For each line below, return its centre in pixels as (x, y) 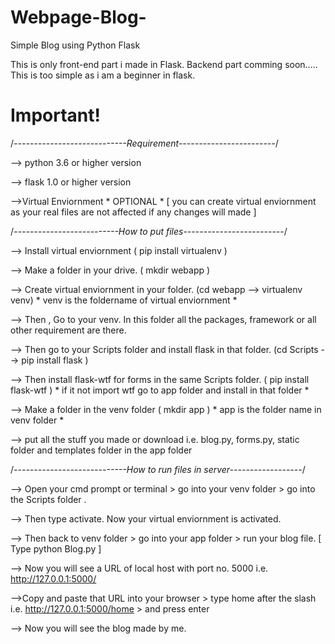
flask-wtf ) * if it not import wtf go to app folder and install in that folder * (160, 390)
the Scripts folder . (48, 499)
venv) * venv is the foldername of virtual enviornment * (124, 300)
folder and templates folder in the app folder (101, 450)
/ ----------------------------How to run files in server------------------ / (158, 469)
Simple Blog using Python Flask (75, 45)
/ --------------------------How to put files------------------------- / (149, 231)
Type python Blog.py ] (56, 548)
